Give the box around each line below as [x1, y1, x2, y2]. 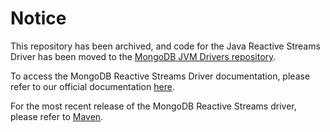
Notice [10, 7, 67, 30]
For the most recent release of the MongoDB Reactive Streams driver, [10, 100, 297, 112]
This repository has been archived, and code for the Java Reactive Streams [10, 40, 321, 52]
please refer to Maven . [10, 110, 104, 122]
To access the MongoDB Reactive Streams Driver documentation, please [10, 70, 311, 82]
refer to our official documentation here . [10, 80, 175, 92]
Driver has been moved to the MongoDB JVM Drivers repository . [10, 50, 277, 62]
